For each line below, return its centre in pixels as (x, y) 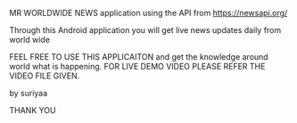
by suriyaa (29, 93)
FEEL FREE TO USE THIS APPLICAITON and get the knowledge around (139, 57)
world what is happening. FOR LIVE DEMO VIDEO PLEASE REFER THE (137, 66)
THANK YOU (33, 110)
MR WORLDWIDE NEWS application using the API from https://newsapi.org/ (148, 13)
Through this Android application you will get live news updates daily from (145, 30)
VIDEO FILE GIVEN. (45, 76)
